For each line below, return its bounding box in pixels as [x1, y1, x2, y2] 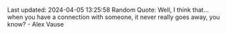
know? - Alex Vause [7, 20, 65, 28]
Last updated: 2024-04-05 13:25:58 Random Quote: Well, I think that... [7, 6, 210, 14]
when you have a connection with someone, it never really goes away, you [7, 13, 220, 21]
